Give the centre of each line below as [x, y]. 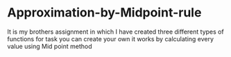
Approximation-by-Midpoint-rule [104, 13]
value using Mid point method [50, 46]
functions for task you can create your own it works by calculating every [110, 38]
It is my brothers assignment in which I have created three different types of [115, 32]
